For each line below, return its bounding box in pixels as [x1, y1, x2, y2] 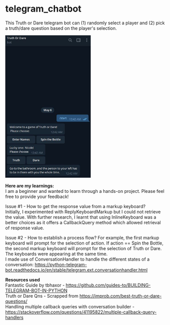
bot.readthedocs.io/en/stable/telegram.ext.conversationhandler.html [5, 267, 148, 273]
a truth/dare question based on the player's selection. [5, 25, 117, 31]
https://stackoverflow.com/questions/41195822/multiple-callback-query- [5, 309, 157, 315]
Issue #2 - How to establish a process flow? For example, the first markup [5, 234, 159, 240]
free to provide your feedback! [5, 193, 69, 199]
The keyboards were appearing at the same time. [5, 251, 108, 257]
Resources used [5, 276, 40, 282]
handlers [5, 314, 24, 320]
